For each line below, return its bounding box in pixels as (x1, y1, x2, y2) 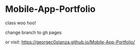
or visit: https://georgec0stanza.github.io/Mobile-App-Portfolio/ (5, 39, 135, 45)
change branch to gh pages (5, 29, 62, 35)
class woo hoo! (5, 20, 36, 26)
